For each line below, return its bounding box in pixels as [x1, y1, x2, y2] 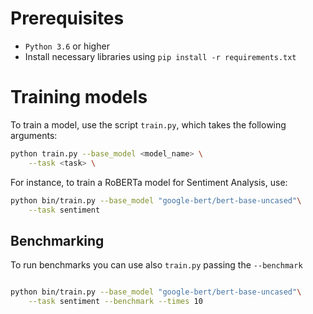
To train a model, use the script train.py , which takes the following [10, 118, 287, 131]
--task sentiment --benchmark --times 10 [28, 297, 203, 307]
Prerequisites [10, 7, 125, 30]
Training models [10, 86, 148, 109]
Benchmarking [10, 232, 105, 249]
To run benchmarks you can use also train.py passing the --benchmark [10, 259, 303, 271]
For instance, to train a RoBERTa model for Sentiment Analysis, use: [10, 176, 288, 188]
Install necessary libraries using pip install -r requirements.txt [24, 50, 297, 62]
